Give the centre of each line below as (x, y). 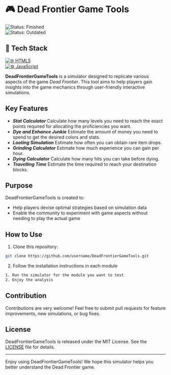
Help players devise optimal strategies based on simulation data (80, 208)
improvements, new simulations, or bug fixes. (53, 313)
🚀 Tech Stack (26, 48)
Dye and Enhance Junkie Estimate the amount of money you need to (85, 131)
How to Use (24, 234)
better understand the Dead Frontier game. (50, 367)
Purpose (19, 185)
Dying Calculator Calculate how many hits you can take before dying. (86, 158)
